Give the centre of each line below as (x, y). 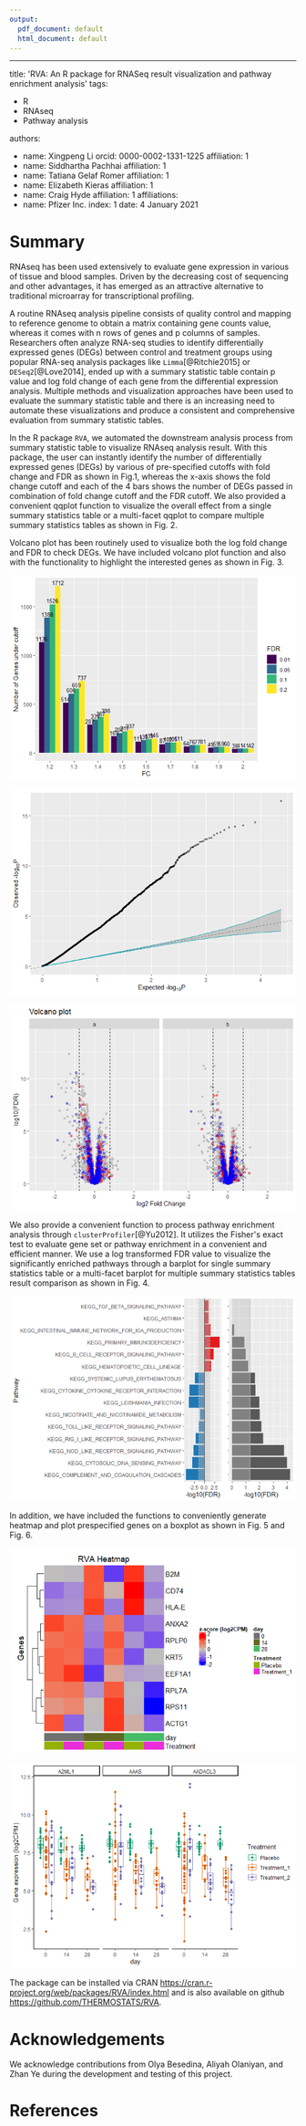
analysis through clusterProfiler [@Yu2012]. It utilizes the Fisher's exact (147, 1235)
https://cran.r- (186, 1983)
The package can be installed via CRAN (84, 1983)
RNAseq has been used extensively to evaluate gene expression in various (149, 267)
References (54, 2111)
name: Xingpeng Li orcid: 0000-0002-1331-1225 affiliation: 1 (135, 156)
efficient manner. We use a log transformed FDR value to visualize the (140, 1254)
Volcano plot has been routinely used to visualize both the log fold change (148, 543)
